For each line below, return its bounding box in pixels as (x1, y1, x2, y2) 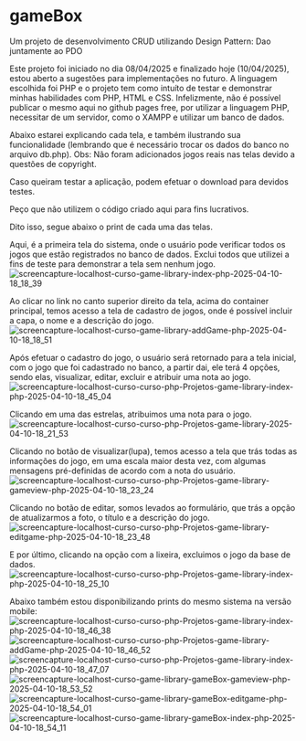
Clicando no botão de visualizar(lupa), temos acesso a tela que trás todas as (9, 445, 298, 457)
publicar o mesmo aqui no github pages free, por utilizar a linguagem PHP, (9, 101, 290, 112)
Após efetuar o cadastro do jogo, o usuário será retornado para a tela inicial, (9, 352, 297, 363)
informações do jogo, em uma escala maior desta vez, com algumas (9, 455, 267, 466)
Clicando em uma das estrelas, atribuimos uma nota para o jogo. (9, 408, 253, 419)
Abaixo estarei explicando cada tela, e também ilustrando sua (9, 129, 241, 140)
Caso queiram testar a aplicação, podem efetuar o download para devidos (9, 175, 290, 187)
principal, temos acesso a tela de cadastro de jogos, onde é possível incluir (9, 305, 293, 316)
